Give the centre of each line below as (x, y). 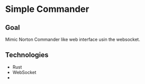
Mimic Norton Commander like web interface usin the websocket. (73, 39)
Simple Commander (47, 9)
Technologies (27, 55)
